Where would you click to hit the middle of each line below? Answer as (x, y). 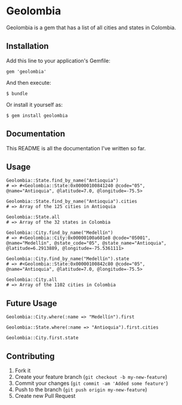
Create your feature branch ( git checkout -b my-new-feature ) (91, 377)
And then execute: (29, 82)
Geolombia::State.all (33, 217)
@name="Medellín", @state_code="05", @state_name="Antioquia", (87, 243)
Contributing (30, 356)
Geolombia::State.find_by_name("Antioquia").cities (72, 202)
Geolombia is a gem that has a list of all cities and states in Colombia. (91, 27)
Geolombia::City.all (32, 280)
